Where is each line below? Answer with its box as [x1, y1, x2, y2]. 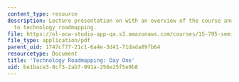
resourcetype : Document [7, 51, 78, 58]
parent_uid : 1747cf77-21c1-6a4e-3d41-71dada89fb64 [7, 43, 161, 51]
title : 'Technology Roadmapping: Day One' [7, 57, 135, 64]
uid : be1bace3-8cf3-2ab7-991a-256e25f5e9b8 [7, 63, 139, 71]
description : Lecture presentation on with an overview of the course [7, 17, 221, 24]
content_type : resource [7, 10, 78, 18]
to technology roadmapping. [14, 24, 97, 31]
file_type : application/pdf [7, 37, 91, 44]
